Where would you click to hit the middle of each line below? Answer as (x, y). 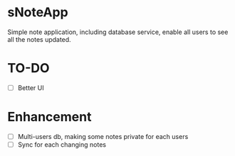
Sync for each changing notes (62, 144)
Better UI (31, 88)
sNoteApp (38, 12)
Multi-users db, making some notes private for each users (103, 136)
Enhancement (49, 117)
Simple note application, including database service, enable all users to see (118, 32)
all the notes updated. (39, 39)
